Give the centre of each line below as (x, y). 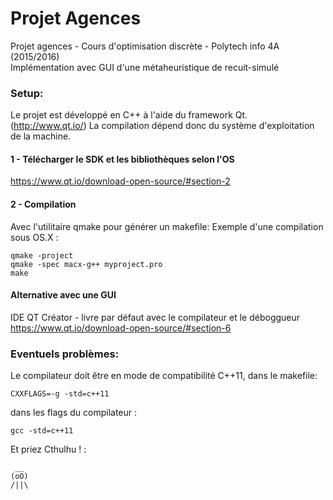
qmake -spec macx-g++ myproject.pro (86, 264)
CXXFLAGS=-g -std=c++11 (60, 394)
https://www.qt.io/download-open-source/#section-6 (121, 328)
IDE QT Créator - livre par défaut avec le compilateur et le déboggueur (155, 317)
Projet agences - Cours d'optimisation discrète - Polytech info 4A (145, 46)
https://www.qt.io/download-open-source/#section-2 (120, 181)
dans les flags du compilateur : (74, 413)
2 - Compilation (43, 204)
